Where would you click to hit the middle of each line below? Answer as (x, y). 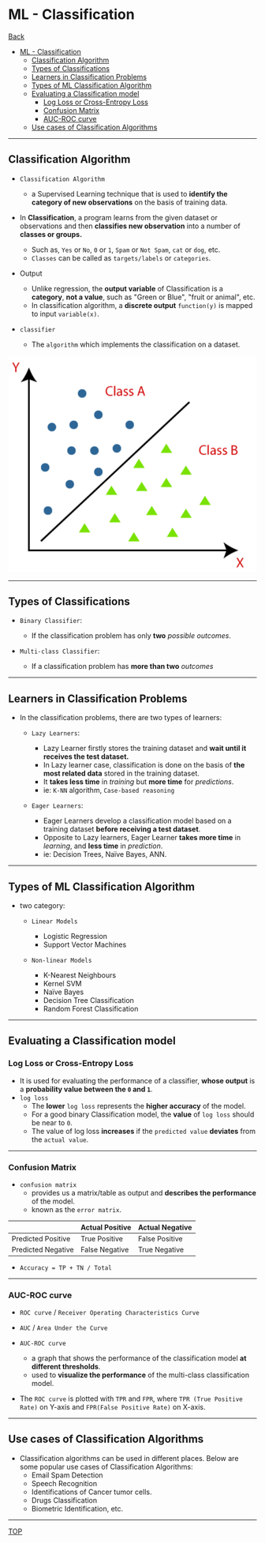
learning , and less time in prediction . (103, 846)
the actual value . (60, 1139)
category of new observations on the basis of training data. (129, 202)
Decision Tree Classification (88, 1001)
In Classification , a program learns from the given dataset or (119, 217)
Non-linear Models (62, 961)
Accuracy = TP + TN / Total (65, 1268)
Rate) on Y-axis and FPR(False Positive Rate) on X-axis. (113, 1406)
